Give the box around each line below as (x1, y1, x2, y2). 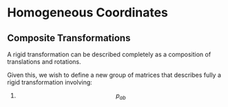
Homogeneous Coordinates (7, 5, 169, 21)
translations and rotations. (7, 58, 81, 66)
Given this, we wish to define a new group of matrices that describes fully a (7, 71, 222, 79)
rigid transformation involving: (7, 78, 93, 86)
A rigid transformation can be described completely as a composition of (7, 50, 211, 58)
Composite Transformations (7, 32, 131, 44)
